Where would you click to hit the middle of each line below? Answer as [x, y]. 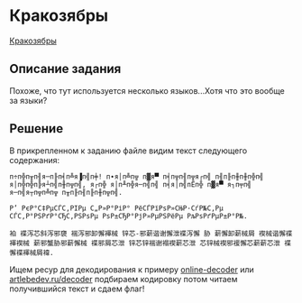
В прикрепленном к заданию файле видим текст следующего [128, 151]
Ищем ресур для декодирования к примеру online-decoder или [132, 269]
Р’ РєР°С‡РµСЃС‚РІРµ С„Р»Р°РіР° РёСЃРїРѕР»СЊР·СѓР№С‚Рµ [116, 208]
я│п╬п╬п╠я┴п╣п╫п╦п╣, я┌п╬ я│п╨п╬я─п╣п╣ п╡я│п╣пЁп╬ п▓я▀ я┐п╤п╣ [131, 184]
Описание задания [65, 69]
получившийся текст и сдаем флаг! [77, 289]
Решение [37, 129]
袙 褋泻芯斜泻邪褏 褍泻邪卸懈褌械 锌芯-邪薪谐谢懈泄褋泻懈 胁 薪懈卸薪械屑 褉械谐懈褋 [151, 234]
